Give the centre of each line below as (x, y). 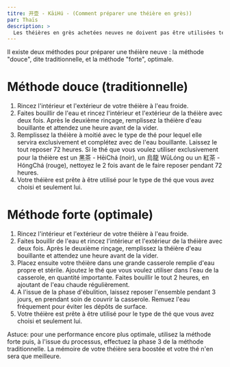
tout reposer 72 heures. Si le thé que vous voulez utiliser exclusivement (118, 150)
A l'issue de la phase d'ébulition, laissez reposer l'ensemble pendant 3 (116, 292)
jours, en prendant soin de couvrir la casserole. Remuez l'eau (103, 299)
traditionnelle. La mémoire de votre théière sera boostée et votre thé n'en (110, 349)
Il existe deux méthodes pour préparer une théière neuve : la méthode (105, 52)
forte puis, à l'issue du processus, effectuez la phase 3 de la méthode (105, 342)
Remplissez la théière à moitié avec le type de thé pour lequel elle (109, 135)
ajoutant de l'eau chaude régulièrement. (73, 285)
